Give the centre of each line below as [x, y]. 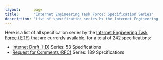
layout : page [24, 10]
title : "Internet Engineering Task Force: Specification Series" [79, 14]
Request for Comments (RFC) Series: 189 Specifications [68, 52]
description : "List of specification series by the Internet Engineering [82, 19]
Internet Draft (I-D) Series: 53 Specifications [56, 47]
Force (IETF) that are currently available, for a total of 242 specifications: [78, 38]
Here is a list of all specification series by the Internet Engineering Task [76, 33]
